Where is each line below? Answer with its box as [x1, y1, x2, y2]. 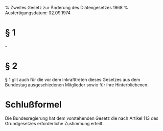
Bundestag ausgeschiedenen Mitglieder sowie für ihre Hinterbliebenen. [5, 81, 149, 88]
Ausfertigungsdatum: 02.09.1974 [5, 10, 71, 16]
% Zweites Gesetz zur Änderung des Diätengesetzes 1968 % [5, 5, 128, 10]
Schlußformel [5, 99, 62, 110]
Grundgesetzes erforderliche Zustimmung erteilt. [5, 120, 104, 126]
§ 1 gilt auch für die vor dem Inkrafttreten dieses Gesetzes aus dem [5, 77, 140, 82]
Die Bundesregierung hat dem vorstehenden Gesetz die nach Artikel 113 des [5, 115, 159, 121]
